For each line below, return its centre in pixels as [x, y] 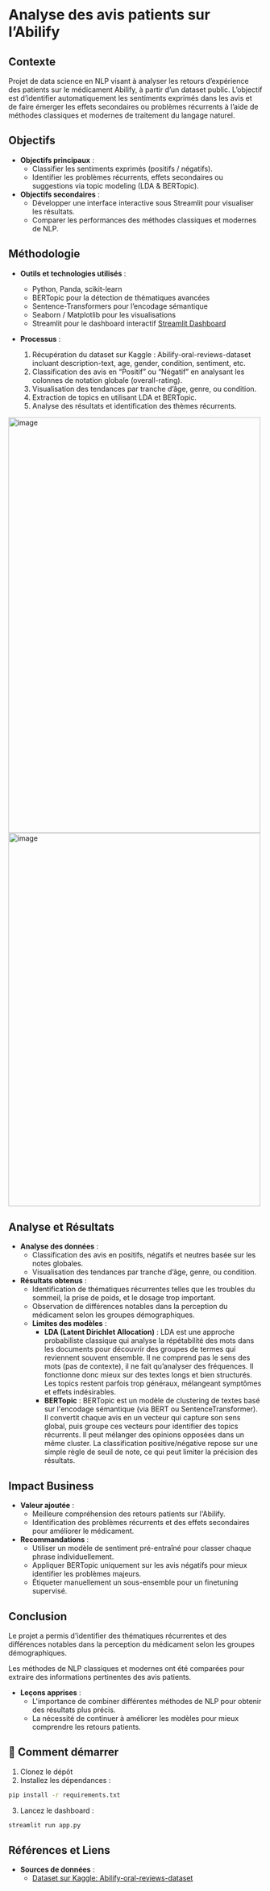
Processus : [40, 339]
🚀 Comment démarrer [64, 1752]
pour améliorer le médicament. [83, 1531]
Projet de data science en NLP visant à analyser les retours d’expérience [129, 81]
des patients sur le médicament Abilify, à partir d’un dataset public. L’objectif [135, 89]
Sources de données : [57, 1870]
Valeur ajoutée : [47, 1506]
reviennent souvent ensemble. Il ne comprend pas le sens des [147, 1358]
